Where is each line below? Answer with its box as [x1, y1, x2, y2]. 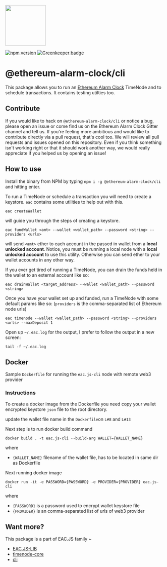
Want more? [5, 522, 44, 532]
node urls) [5, 306, 27, 312]
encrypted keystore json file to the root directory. [5, 406, 107, 412]
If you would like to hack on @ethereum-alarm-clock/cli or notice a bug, [5, 118, 154, 124]
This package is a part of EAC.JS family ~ [5, 536, 92, 542]
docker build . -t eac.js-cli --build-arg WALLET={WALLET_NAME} [5, 436, 143, 441]
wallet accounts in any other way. [5, 256, 75, 263]
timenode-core [12, 551, 44, 557]
